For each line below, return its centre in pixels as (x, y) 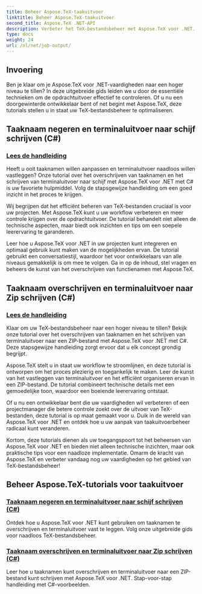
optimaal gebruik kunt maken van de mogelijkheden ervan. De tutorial (93, 250)
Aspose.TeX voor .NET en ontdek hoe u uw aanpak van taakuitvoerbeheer (98, 422)
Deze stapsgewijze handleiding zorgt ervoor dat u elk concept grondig (93, 347)
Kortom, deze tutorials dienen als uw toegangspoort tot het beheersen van (99, 440)
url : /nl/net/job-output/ (39, 46)
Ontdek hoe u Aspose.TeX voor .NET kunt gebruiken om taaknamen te (93, 522)
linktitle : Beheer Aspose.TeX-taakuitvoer (60, 18)
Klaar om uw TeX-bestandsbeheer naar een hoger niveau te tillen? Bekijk (96, 328)
